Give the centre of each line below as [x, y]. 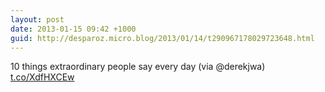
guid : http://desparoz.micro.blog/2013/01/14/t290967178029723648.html [162, 38]
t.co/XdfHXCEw [42, 77]
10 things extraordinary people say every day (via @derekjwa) [138, 67]
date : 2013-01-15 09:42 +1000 [73, 29]
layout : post [37, 19]
